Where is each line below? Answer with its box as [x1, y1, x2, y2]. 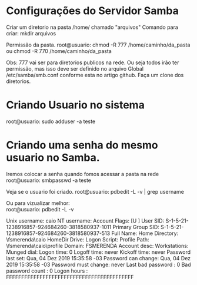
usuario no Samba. [6, 151, 100, 164]
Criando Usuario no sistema [6, 98, 145, 112]
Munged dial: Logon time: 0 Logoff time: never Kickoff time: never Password [6, 248, 191, 256]
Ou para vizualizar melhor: [6, 199, 71, 207]
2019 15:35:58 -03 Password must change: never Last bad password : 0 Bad [6, 261, 191, 268]
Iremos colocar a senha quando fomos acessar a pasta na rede [6, 170, 159, 177]
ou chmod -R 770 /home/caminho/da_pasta [6, 47, 112, 54]
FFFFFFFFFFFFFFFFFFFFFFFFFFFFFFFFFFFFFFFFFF [6, 273, 134, 280]
